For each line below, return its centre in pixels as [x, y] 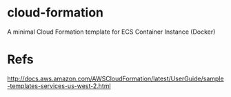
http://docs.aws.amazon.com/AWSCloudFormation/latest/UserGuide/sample [115, 78]
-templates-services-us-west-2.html [59, 86]
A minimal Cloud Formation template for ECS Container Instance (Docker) [111, 32]
